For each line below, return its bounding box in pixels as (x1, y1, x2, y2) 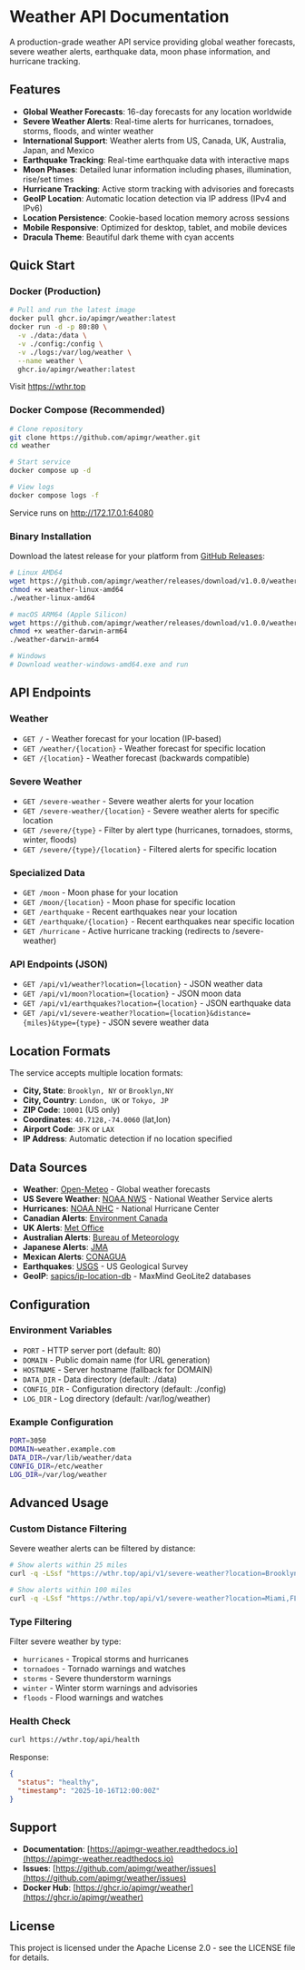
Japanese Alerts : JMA (22, 1242, 109, 1253)
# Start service (9, 458, 71, 467)
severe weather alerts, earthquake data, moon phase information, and (9, 45, 271, 56)
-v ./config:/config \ (17, 339, 103, 349)
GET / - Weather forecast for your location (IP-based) (22, 733, 222, 744)
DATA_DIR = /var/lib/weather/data (9, 1453, 132, 1463)
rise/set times (22, 173, 74, 184)
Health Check (9, 1714, 71, 1727)
